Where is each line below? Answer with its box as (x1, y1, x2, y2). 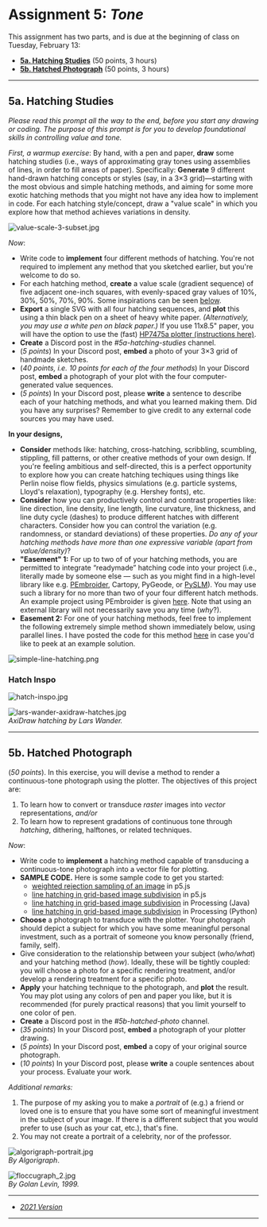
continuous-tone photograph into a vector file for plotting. (19, 864, 209, 873)
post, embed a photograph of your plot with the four (19, 371, 192, 381)
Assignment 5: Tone (8, 6, 145, 24)
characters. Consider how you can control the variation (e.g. (19, 521, 217, 530)
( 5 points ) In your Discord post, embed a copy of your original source (19, 1041, 248, 1051)
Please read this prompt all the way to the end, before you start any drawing (8, 115, 259, 125)
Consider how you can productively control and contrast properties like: (19, 495, 257, 505)
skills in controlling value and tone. (8, 133, 122, 142)
